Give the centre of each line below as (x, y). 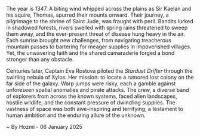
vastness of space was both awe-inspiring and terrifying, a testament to (95, 109)
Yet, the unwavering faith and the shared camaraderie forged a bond (90, 53)
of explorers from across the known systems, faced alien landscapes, (92, 96)
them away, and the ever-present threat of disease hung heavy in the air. (96, 34)
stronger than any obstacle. (40, 59)
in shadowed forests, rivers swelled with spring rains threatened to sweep (97, 27)
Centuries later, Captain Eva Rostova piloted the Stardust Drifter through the (99, 71)
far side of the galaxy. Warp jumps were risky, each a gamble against (91, 84)
